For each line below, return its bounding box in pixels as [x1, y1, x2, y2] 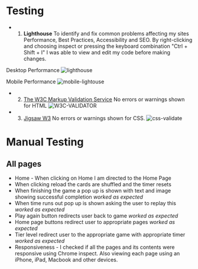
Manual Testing [6, 135, 84, 149]
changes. [23, 55, 47, 62]
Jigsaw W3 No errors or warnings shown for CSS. [23, 114, 145, 122]
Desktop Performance [6, 66, 60, 73]
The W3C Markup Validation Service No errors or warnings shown [23, 96, 185, 103]
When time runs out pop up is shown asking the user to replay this [14, 199, 176, 206]
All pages [6, 158, 42, 169]
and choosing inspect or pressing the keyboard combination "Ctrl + [23, 43, 188, 50]
